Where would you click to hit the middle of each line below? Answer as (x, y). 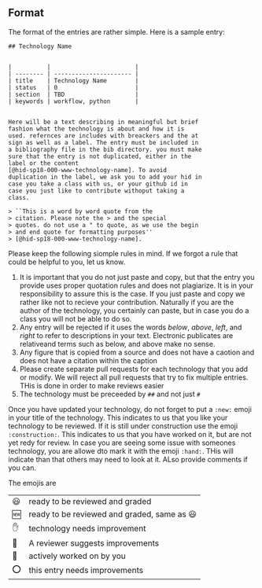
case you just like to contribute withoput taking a (96, 191)
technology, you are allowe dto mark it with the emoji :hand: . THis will (121, 450)
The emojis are (32, 483)
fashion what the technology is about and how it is (96, 129)
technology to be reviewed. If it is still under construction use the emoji (123, 426)
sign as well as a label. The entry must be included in (103, 142)
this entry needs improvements (86, 571)
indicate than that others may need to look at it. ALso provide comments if (128, 459)
